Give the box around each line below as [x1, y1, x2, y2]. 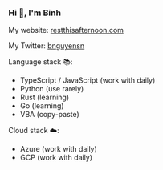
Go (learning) [19, 101, 64, 111]
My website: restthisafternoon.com [8, 26, 124, 35]
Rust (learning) [19, 92, 70, 103]
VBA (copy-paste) [19, 110, 80, 119]
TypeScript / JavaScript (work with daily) [19, 75, 156, 85]
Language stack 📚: [8, 57, 73, 67]
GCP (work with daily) [19, 152, 93, 163]
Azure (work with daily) [19, 144, 98, 154]
